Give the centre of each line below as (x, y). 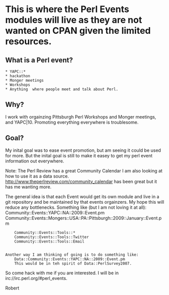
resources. (29, 42)
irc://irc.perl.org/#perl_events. (36, 278)
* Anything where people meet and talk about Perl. (62, 89)
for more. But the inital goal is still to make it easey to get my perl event (79, 155)
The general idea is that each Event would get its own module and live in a (82, 196)
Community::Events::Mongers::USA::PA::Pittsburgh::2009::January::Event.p (83, 218)
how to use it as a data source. (37, 176)
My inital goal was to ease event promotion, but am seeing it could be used (83, 150)
